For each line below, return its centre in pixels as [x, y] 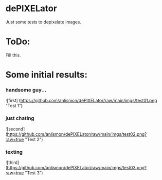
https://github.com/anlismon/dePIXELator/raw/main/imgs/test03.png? [77, 167]
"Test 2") [34, 139]
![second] [15, 129]
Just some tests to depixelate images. [44, 22]
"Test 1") [14, 106]
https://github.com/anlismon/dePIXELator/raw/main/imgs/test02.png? [77, 134]
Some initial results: [46, 75]
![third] [12, 162]
